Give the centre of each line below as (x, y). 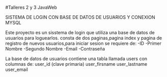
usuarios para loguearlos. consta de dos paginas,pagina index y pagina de (84, 38)
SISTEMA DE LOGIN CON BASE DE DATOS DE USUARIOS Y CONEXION (80, 17)
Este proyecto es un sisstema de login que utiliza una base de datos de (80, 32)
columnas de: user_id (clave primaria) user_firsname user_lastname (76, 64)
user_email (17, 69)
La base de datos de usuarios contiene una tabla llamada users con (76, 59)
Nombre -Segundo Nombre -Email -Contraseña (55, 49)
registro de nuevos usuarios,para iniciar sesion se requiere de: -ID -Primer (83, 43)
